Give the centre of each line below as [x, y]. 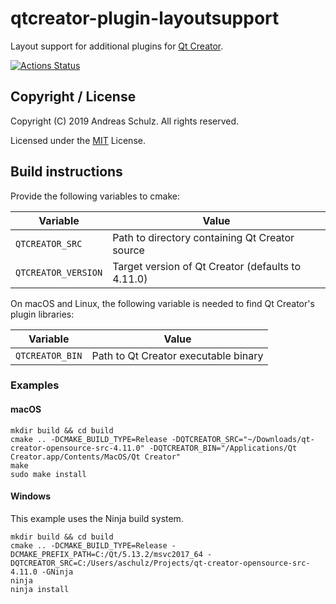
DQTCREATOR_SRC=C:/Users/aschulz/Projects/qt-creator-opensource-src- [160, 563]
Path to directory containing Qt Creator [203, 237]
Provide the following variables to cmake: [95, 196]
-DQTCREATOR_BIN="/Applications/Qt [223, 448]
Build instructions [66, 172]
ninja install [40, 589]
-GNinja [57, 572]
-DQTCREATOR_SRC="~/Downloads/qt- [243, 439]
